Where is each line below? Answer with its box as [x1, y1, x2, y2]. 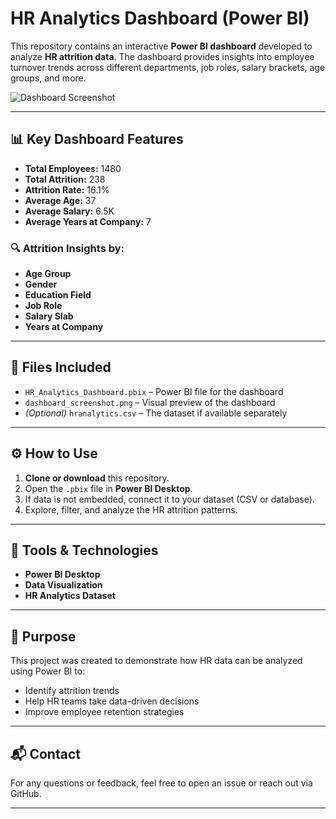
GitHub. [10, 788, 42, 800]
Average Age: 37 [24, 194, 97, 206]
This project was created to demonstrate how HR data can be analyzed [10, 655, 303, 667]
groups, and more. [10, 72, 87, 84]
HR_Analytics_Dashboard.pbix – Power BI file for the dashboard [24, 385, 284, 397]
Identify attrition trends [24, 685, 120, 697]
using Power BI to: [10, 665, 86, 677]
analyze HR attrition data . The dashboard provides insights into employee [10, 50, 315, 62]
